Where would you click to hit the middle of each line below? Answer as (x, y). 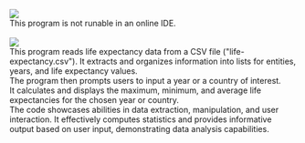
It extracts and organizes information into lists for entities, (188, 61)
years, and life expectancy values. (74, 71)
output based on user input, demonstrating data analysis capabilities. (139, 129)
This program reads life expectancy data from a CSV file (115, 51)
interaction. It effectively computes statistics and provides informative (141, 119)
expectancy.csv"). (43, 61)
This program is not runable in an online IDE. (93, 23)
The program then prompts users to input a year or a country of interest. (145, 81)
